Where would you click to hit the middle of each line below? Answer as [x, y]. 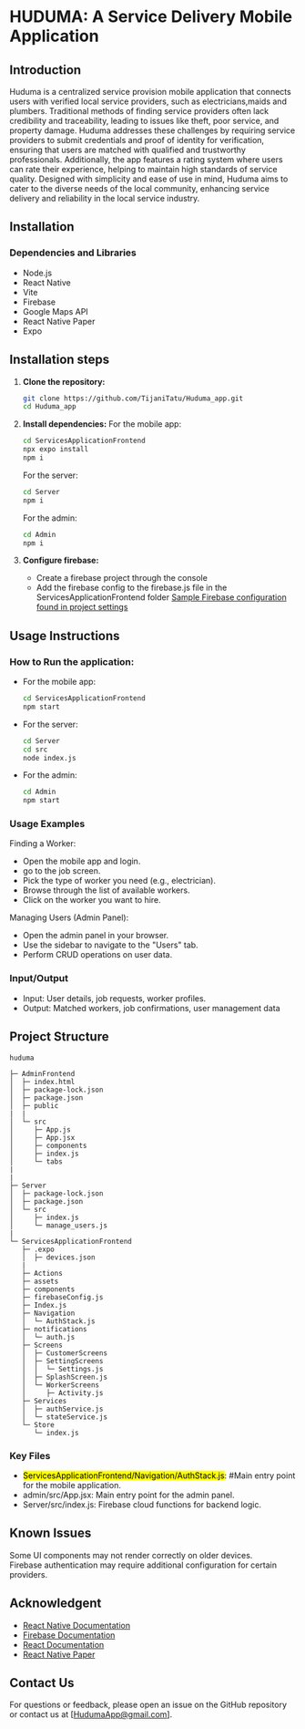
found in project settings [82, 607]
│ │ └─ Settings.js [62, 1369]
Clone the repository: [64, 381]
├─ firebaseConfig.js [62, 1297]
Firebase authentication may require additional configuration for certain [143, 1565]
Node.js [37, 273]
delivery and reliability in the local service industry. [105, 198]
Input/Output [39, 978]
